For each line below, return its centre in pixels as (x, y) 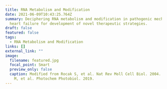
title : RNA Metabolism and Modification (48, 10)
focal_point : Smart (30, 65)
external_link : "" (24, 51)
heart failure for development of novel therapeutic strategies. (79, 23)
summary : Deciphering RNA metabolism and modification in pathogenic (79, 19)
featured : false (22, 33)
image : (12, 56)
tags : (11, 38)
